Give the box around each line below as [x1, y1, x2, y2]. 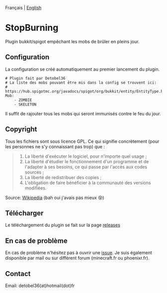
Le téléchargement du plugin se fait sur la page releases [5, 222, 120, 228]
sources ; [24, 169, 44, 175]
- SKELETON [14, 102, 37, 107]
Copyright [5, 125, 37, 134]
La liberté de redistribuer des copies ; [24, 174, 102, 180]
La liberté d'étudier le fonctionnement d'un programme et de [24, 158, 149, 164]
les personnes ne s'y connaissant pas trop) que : [5, 143, 105, 149]
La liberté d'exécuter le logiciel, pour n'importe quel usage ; [24, 153, 147, 159]
